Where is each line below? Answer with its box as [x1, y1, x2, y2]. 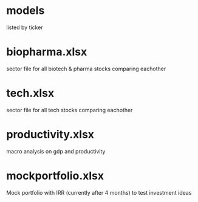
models [6, 4, 45, 18]
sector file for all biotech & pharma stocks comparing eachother [6, 65, 166, 72]
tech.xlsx [6, 86, 55, 100]
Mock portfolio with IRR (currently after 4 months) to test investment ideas [6, 189, 192, 196]
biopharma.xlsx [6, 45, 87, 59]
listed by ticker [6, 24, 44, 31]
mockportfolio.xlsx [6, 169, 104, 183]
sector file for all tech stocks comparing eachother [6, 106, 133, 113]
